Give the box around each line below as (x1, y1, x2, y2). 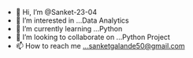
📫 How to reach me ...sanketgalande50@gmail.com (15, 42, 185, 50)
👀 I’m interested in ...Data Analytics (15, 16, 130, 25)
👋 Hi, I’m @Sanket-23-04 (15, 8, 97, 16)
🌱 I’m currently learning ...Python (15, 24, 123, 33)
